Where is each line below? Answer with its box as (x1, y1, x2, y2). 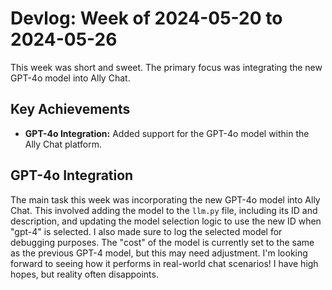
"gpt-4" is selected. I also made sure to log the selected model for (10, 225, 283, 237)
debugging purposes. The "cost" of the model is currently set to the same (10, 236, 315, 248)
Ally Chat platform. (24, 138, 103, 150)
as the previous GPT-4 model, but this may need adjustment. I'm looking (10, 247, 308, 259)
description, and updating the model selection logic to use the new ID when (10, 215, 322, 227)
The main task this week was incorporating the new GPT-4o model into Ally (10, 193, 321, 206)
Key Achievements (10, 101, 131, 118)
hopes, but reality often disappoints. (10, 268, 159, 280)
